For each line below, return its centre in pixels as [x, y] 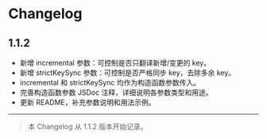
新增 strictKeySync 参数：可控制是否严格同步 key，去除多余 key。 [128, 73]
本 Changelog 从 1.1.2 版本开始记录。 [88, 126]
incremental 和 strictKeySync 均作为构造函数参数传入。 [110, 83]
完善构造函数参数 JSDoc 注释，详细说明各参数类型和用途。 [116, 92]
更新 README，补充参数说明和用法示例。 [87, 102]
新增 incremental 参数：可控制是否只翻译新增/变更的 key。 [115, 63]
